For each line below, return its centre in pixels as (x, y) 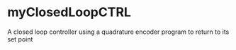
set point (20, 39)
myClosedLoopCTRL (69, 12)
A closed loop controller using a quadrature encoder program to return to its (118, 32)
